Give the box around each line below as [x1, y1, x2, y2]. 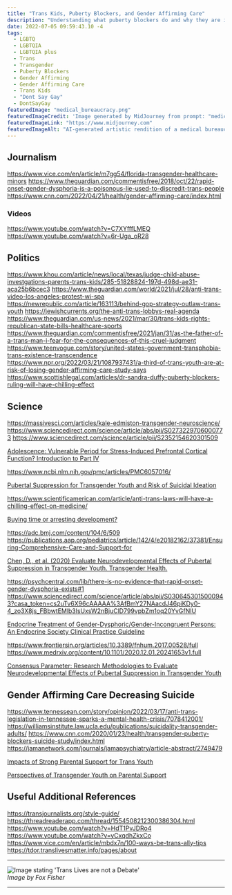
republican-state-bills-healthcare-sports [7, 322, 122, 330]
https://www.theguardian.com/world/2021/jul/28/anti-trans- [51, 285, 222, 294]
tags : [7, 29, 23, 37]
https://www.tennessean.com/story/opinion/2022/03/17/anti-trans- [7, 707, 198, 715]
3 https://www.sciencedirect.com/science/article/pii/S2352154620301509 [7, 433, 219, 442]
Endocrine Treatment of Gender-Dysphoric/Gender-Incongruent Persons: [7, 620, 216, 629]
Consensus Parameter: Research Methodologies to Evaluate [7, 661, 178, 670]
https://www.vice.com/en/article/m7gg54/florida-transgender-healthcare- [7, 170, 218, 178]
